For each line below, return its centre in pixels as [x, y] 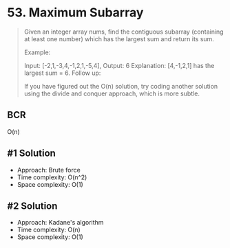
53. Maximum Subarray [75, 13]
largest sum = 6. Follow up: [62, 73]
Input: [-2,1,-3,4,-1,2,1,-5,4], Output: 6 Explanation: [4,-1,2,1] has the [119, 65]
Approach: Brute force [49, 170]
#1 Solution [32, 154]
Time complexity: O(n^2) [52, 177]
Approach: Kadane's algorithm [60, 223]
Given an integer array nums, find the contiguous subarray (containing [124, 32]
